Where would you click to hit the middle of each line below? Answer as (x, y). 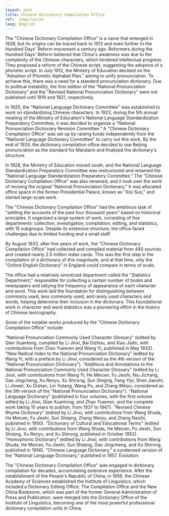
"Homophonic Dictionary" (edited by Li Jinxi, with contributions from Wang (83, 439)
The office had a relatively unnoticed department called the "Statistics (78, 275)
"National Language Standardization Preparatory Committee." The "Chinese (84, 176)
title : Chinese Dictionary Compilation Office (55, 15)
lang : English (20, 24)
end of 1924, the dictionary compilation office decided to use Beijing (76, 145)
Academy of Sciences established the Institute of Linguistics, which (76, 481)
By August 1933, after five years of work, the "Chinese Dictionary (73, 244)
